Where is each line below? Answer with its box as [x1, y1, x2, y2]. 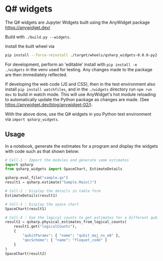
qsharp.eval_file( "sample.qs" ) [5, 175, 68, 180]
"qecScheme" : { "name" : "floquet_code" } [22, 237, 108, 243]
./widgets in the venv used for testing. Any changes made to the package [5, 66, 153, 72]
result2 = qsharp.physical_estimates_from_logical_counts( [5, 219, 127, 225]
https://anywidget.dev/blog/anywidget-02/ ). [5, 102, 93, 107]
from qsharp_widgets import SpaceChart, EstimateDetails [5, 167, 123, 171]
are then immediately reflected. [5, 72, 68, 77]
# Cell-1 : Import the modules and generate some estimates [5, 157, 130, 163]
